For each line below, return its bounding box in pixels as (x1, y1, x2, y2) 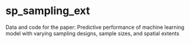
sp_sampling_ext (5, 4, 90, 18)
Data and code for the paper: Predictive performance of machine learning (5, 24, 185, 31)
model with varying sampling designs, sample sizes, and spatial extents (5, 29, 179, 37)
